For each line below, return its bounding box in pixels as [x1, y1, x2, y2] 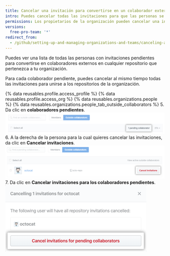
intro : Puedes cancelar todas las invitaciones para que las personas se [5, 13, 164, 19]
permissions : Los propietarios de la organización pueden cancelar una [5, 19, 159, 24]
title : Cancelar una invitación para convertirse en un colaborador [5, 8, 153, 13]
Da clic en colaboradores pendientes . [5, 106, 85, 113]
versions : [5, 24, 26, 29]
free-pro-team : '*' [10, 29, 51, 35]
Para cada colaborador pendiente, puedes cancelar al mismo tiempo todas [5, 75, 161, 81]
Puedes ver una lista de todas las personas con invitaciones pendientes [5, 55, 155, 61]
